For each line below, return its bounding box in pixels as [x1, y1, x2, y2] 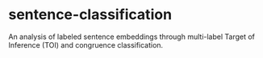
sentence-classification [8, 6, 172, 24]
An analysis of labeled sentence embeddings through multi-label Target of [8, 32, 256, 41]
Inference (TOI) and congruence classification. [8, 40, 164, 49]
